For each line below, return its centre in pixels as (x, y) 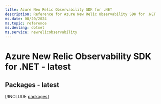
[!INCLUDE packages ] (27, 96)
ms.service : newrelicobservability (41, 32)
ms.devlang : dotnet (25, 28)
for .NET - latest (38, 67)
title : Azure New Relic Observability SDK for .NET (59, 10)
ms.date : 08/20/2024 (26, 19)
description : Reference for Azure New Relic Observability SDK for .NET (80, 14)
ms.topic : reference (26, 23)
